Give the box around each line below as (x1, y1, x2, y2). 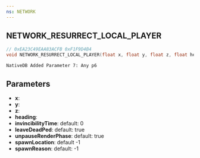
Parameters (6, 78, 51, 89)
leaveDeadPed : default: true (14, 126, 85, 133)
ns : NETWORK (6, 8, 36, 15)
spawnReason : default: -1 (14, 145, 79, 152)
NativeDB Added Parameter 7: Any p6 (6, 63, 97, 69)
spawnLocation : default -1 (14, 139, 80, 146)
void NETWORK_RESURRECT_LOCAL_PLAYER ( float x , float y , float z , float (6, 52, 187, 58)
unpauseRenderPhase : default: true (14, 132, 104, 140)
